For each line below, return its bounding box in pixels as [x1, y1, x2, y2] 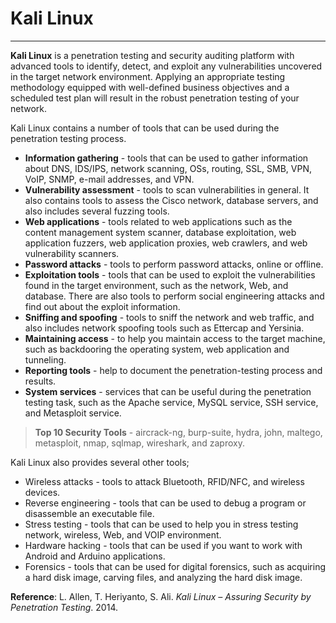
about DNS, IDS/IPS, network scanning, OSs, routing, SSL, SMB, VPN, [24, 162, 312, 174]
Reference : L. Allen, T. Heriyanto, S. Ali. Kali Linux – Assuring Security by [10, 590, 312, 602]
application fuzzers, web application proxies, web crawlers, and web [24, 237, 308, 249]
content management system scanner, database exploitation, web [24, 226, 297, 238]
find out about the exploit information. [24, 300, 181, 312]
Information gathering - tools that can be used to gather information [24, 152, 309, 164]
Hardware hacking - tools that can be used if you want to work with [24, 539, 303, 551]
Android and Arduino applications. [24, 550, 166, 562]
